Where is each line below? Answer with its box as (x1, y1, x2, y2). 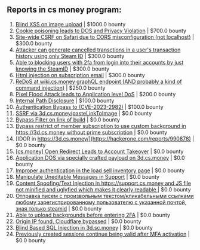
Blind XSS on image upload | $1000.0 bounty (15, 20, 126, 28)
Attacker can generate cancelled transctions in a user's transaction (15, 46, 181, 53)
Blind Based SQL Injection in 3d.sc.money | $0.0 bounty (15, 224, 153, 231)
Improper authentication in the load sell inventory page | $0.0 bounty (15, 167, 185, 174)
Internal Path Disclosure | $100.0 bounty (15, 97, 115, 104)
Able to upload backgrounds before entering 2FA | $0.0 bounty (15, 211, 171, 218)
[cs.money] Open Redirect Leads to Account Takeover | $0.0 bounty (15, 148, 184, 155)
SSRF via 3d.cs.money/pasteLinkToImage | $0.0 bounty (15, 109, 152, 117)
